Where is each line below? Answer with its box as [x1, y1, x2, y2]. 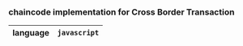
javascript [57, 28, 100, 38]
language [12, 27, 50, 39]
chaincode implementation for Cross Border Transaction [8, 6, 235, 18]
